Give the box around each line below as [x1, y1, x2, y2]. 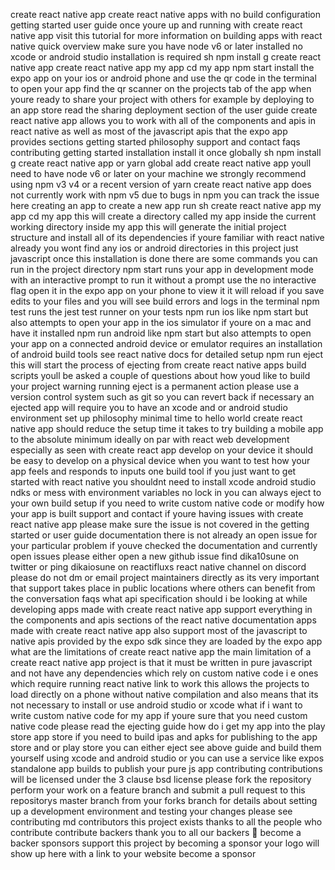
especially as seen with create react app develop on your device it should [10, 444, 313, 456]
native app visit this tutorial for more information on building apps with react [10, 30, 323, 41]
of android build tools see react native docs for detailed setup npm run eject [10, 349, 324, 360]
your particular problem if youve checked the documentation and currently [10, 540, 318, 551]
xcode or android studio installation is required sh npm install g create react [10, 51, 322, 63]
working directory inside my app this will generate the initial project [10, 221, 287, 233]
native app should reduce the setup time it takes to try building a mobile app [10, 423, 324, 434]
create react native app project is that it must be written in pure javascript [10, 657, 313, 668]
